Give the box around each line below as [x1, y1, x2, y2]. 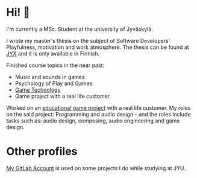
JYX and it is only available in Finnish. [6, 49, 100, 57]
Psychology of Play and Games [14, 80, 93, 87]
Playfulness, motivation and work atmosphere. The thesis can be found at [6, 43, 190, 51]
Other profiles [6, 145, 78, 159]
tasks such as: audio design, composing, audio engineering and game [6, 117, 180, 124]
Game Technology [14, 86, 61, 93]
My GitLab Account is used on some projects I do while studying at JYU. [6, 164, 186, 171]
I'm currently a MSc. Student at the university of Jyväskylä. [6, 25, 154, 33]
